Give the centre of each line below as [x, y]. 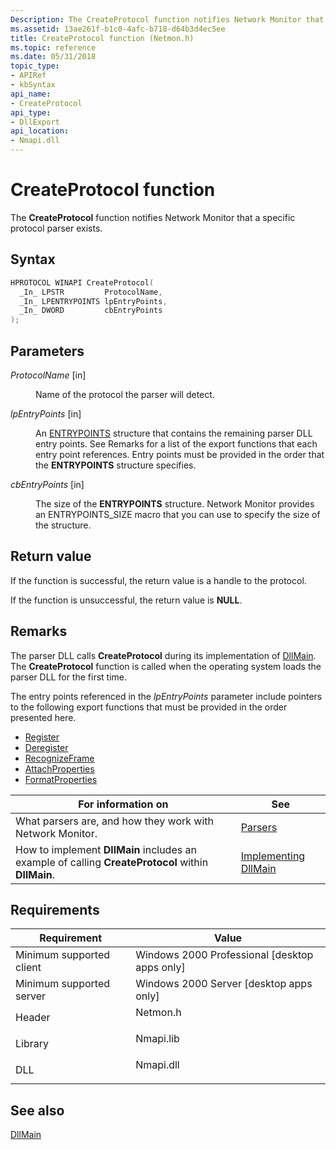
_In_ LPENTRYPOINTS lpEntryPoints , [93, 301]
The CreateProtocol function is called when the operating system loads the [166, 666]
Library [32, 1044]
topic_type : [35, 66]
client [28, 968]
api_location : [40, 131]
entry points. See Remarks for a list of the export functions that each [176, 443]
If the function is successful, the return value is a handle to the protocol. [158, 580]
